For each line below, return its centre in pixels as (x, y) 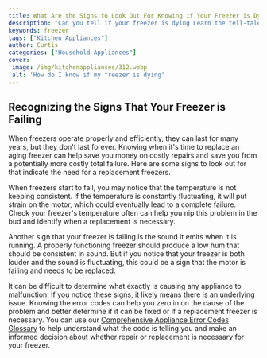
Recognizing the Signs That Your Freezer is (117, 107)
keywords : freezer (39, 30)
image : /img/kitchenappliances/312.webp (79, 68)
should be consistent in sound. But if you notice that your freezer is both (126, 254)
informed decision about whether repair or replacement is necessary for (126, 337)
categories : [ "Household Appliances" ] (72, 53)
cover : (19, 60)
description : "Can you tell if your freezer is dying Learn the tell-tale (135, 23)
